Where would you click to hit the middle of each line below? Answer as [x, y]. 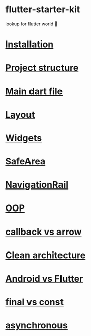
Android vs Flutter [44, 279]
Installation [29, 44]
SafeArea [25, 162]
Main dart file [34, 91]
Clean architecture [45, 255]
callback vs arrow [43, 232]
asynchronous [36, 325]
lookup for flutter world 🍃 [32, 24]
